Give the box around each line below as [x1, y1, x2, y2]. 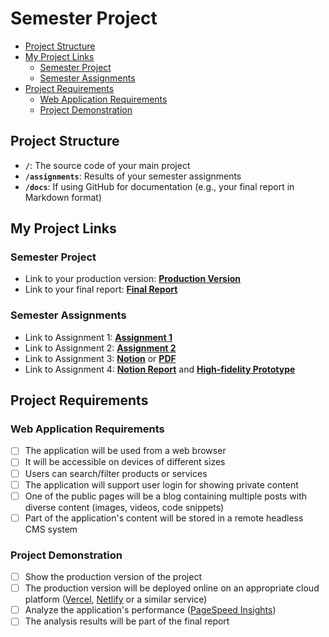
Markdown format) [24, 191, 103, 203]
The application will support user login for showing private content [24, 478, 299, 491]
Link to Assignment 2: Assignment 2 [24, 342, 177, 354]
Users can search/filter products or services [24, 467, 208, 479]
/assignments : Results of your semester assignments [24, 170, 242, 182]
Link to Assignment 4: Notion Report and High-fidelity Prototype [24, 363, 296, 375]
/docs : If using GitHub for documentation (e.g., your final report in [24, 180, 295, 192]
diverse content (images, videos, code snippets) [24, 501, 225, 513]
